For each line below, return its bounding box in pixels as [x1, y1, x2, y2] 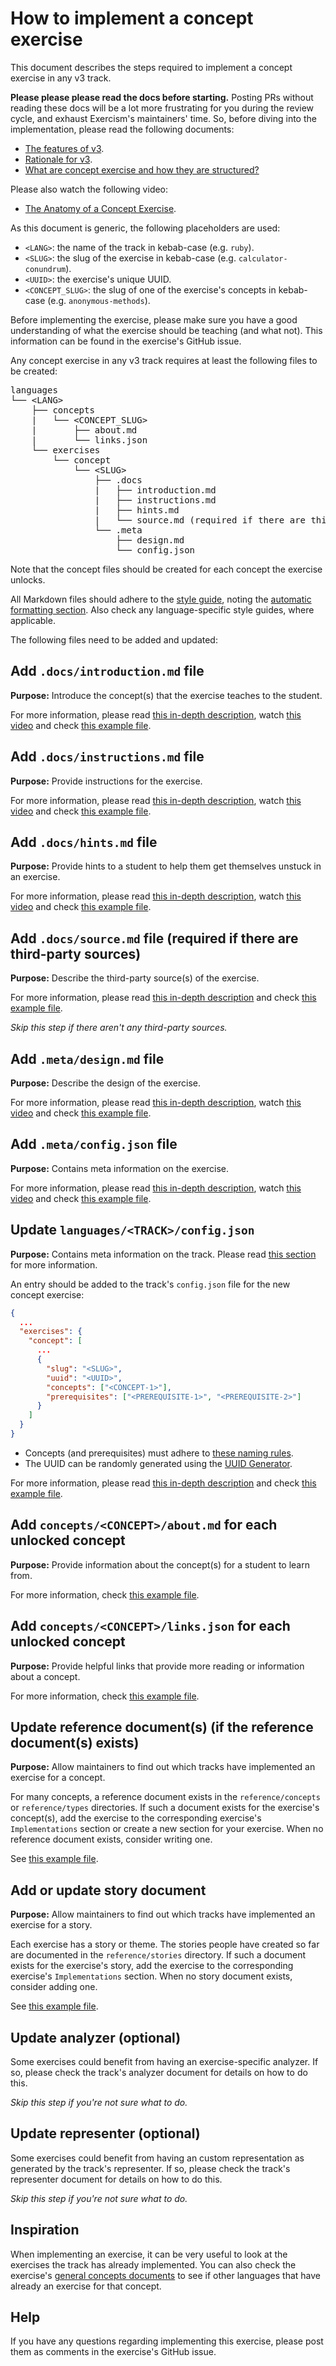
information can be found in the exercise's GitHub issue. [10, 335, 242, 347]
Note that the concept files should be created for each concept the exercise [10, 563, 323, 575]
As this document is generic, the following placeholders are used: [10, 222, 281, 234]
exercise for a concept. [10, 1772, 106, 1784]
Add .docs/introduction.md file [10, 663, 205, 680]
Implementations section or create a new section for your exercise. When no [10, 1823, 324, 1835]
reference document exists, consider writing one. [10, 1833, 213, 1846]
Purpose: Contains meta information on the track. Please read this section [10, 1248, 317, 1260]
